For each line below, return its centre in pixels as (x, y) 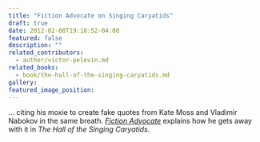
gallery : (23, 82)
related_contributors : (46, 53)
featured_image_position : (51, 90)
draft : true (28, 23)
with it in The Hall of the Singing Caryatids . (79, 129)
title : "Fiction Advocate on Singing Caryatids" (91, 16)
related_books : (34, 68)
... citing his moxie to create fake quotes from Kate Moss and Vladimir (123, 112)
